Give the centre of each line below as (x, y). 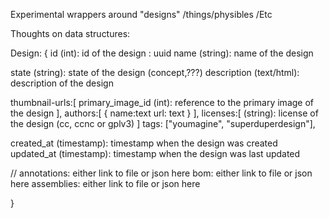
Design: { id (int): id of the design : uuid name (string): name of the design (162, 53)
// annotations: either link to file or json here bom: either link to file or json (161, 173)
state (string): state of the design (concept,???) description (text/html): (155, 72)
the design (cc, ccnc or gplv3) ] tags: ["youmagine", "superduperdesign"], (163, 123)
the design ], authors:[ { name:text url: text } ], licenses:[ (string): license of (164, 113)
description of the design (62, 83)
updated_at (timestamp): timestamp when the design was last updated (155, 153)
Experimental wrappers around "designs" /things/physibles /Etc (141, 14)
